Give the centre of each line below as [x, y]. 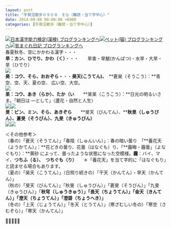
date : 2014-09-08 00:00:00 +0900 [41, 19]
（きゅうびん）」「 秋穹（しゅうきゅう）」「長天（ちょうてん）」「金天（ [77, 192]
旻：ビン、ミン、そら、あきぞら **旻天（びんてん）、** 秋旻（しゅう [80, 112]
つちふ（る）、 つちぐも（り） [44, 160]
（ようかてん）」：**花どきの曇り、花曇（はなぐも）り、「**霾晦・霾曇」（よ [83, 147]
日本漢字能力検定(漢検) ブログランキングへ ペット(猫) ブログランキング [87, 39]
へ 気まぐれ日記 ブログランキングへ [44, 46]
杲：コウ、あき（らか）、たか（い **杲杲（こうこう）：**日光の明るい [81, 94]
